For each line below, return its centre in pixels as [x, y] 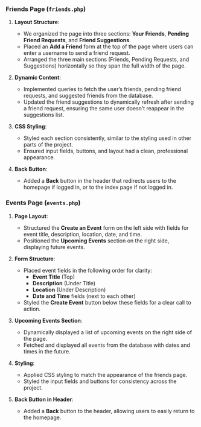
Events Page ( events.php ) [43, 203]
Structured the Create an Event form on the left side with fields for [106, 227]
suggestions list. [44, 115]
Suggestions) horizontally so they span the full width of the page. [105, 66]
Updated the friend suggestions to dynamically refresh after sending [109, 102]
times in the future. [47, 351]
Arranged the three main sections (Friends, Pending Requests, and [106, 60]
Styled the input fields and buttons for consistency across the [100, 381]
